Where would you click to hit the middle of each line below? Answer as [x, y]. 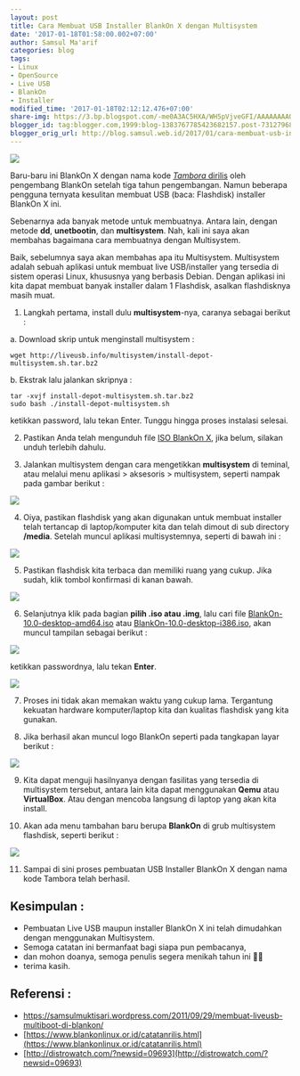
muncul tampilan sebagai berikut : [85, 632]
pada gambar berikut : [64, 483]
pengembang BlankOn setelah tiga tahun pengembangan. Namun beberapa [149, 184]
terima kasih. [46, 966]
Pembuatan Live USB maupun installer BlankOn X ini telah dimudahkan [153, 928]
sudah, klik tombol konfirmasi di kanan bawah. [108, 579]
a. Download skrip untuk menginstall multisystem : [102, 338]
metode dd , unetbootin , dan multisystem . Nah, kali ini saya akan [130, 230]
